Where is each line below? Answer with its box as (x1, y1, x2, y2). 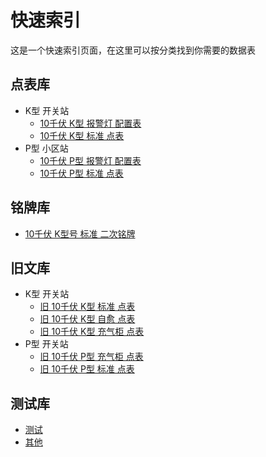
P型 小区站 (24, 142, 69, 154)
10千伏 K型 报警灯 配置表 (39, 117, 142, 129)
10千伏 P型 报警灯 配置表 (39, 154, 142, 166)
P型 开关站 (24, 338, 69, 350)
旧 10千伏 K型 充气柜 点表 (39, 326, 145, 338)
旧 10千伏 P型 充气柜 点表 (39, 351, 144, 363)
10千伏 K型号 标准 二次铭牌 (24, 227, 136, 240)
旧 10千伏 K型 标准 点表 (39, 301, 136, 313)
